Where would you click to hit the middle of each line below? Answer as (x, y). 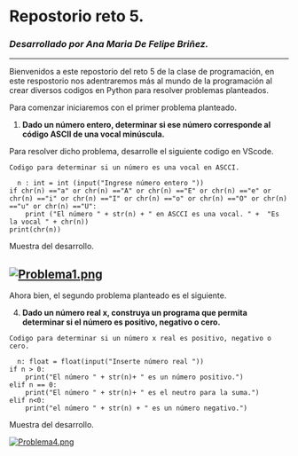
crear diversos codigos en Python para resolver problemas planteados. (139, 90)
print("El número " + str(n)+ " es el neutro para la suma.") (142, 393)
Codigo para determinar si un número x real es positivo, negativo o (141, 339)
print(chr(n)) (35, 230)
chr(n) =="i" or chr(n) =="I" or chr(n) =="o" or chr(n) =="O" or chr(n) (149, 199)
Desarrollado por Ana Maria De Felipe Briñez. (109, 44)
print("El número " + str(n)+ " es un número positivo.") (134, 377)
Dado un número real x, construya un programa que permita (135, 313)
